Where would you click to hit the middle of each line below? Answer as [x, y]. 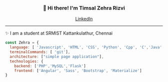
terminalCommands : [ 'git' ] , [40, 52]
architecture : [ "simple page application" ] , [57, 56]
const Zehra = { [22, 43]
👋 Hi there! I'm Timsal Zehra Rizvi [84, 8]
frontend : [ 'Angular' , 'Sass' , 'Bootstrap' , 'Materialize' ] [78, 70]
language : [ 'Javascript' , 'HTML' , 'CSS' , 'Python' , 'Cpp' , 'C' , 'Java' [86, 47]
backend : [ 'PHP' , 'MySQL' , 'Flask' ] [50, 66]
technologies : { [26, 61]
